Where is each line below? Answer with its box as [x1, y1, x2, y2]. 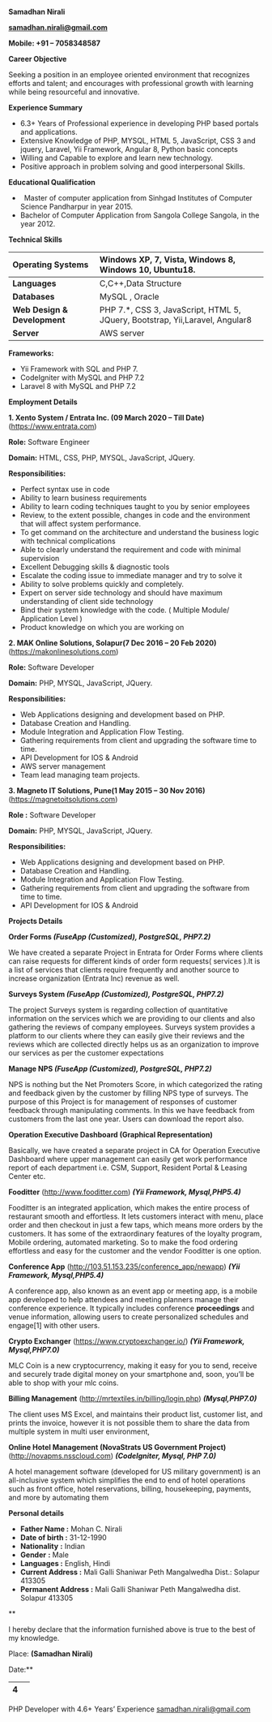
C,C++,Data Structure [100, 278, 182, 289]
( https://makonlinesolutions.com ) [8, 647, 119, 656]
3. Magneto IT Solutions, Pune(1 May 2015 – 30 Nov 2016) [8, 786, 206, 795]
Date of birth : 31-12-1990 [19, 1533, 107, 1542]
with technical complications [19, 536, 116, 546]
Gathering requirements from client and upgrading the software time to [19, 736, 257, 745]
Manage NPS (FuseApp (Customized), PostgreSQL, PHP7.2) [8, 1064, 212, 1073]
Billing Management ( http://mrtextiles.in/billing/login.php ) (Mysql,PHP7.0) [8, 1394, 257, 1403]
